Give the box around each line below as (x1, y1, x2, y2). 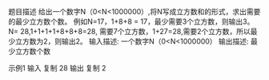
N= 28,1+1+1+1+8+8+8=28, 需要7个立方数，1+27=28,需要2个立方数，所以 (8, 27, 251, 36)
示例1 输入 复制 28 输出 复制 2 (8, 63, 106, 73)
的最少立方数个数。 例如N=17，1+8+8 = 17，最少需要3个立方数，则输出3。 (8, 17, 255, 26)
